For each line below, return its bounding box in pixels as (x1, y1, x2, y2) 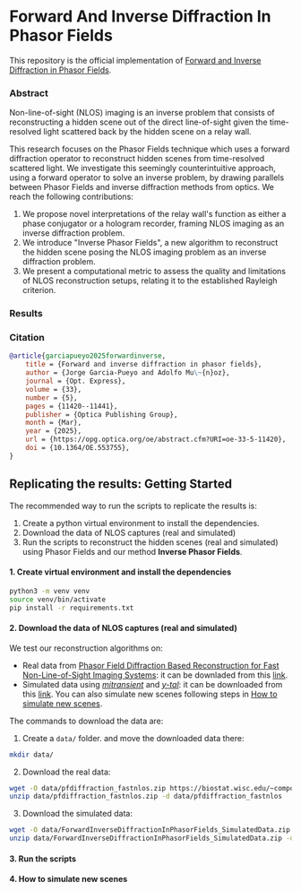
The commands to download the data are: (9, 715, 164, 726)
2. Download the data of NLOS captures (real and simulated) (9, 623, 237, 634)
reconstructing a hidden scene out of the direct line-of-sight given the (9, 117, 268, 127)
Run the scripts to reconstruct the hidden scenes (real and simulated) (21, 536, 279, 548)
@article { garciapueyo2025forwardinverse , (9, 351, 167, 360)
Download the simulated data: (21, 809, 133, 819)
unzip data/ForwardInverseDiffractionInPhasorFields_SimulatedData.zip (9, 834, 282, 843)
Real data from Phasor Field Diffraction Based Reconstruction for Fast (21, 660, 279, 670)
